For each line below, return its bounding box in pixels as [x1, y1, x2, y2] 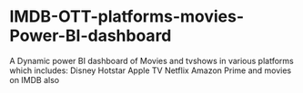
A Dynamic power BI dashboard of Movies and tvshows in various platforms [9, 55, 294, 66]
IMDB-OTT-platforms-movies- [9, 6, 245, 27]
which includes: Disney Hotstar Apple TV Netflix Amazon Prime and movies [9, 65, 292, 76]
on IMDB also [9, 74, 60, 85]
